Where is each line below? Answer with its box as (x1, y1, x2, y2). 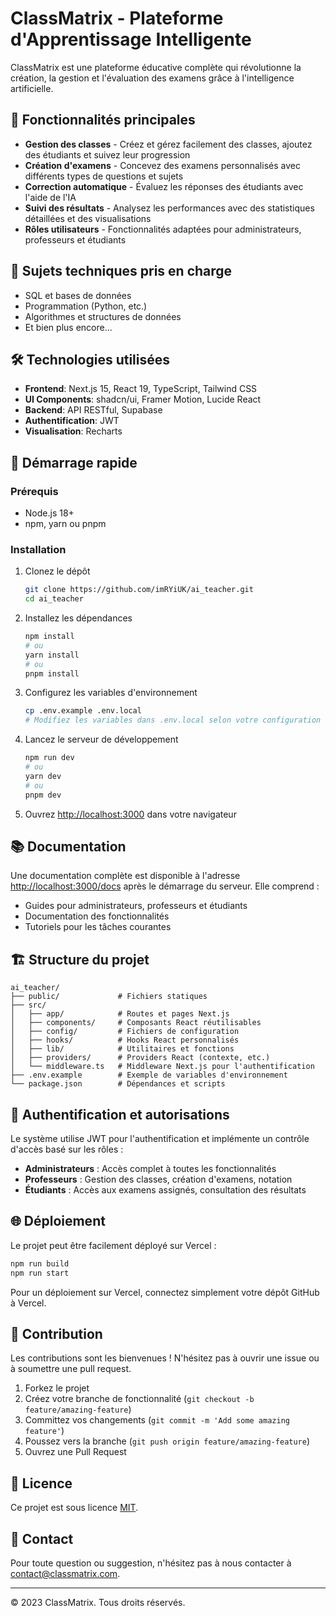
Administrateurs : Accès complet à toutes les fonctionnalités (24, 1163, 277, 1175)
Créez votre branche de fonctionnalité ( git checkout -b (24, 1393, 255, 1405)
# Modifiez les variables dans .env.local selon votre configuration (24, 715, 322, 726)
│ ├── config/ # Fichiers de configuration (10, 1027, 240, 1037)
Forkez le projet (24, 1382, 90, 1394)
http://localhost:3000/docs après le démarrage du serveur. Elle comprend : (10, 880, 320, 892)
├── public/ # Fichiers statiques (10, 992, 208, 1002)
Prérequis (10, 484, 59, 498)
